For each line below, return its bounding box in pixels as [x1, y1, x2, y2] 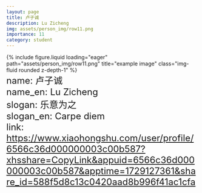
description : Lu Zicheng [6, 20, 69, 26]
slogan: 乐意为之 [6, 99, 77, 111]
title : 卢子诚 [6, 15, 39, 21]
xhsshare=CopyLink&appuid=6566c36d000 [6, 154, 195, 166]
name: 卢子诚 [6, 75, 63, 87]
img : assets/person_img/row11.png [6, 25, 94, 32]
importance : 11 [6, 31, 45, 38]
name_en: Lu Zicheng [6, 86, 98, 97]
